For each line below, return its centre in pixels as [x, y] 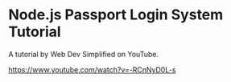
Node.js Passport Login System [116, 15]
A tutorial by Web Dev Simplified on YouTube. [84, 54]
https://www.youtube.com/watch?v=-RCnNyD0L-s [92, 69]
